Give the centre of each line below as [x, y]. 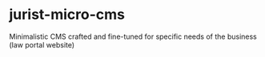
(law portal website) [42, 44]
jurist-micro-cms [67, 15]
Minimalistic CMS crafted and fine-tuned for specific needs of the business [133, 36]
